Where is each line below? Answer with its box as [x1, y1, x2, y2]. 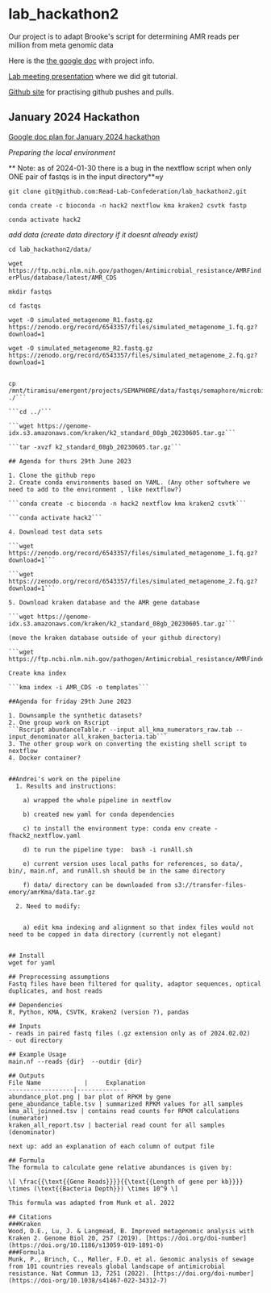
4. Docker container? [8, 754, 81, 762]
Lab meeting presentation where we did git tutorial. [8, 71, 178, 81]
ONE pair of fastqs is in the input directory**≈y [8, 171, 164, 182]
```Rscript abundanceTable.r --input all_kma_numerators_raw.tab [8, 726, 232, 734]
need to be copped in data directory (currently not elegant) [8, 930, 222, 939]
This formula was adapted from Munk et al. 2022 [8, 1199, 175, 1207]
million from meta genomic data [8, 40, 115, 49]
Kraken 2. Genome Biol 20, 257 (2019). [8, 1234, 143, 1242]
